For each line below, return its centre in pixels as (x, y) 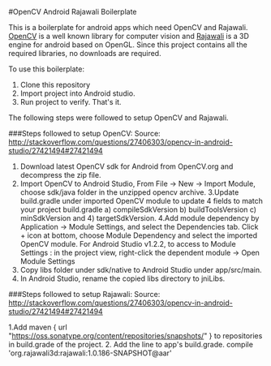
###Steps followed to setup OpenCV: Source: (84, 133)
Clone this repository (55, 85)
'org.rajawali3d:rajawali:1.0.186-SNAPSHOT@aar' (90, 353)
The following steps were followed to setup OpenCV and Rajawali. (118, 118)
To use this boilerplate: (47, 69)
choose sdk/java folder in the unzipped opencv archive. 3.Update (129, 192)
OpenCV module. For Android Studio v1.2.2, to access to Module (128, 244)
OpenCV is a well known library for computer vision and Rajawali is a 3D (129, 36)
